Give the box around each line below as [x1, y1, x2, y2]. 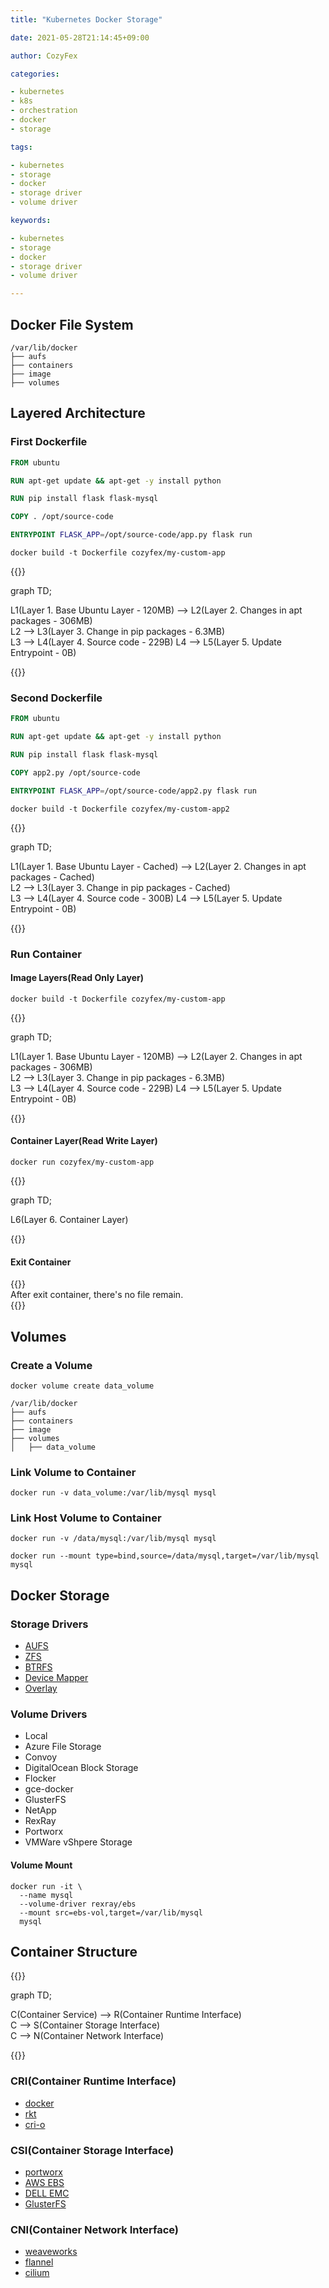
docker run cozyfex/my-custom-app [10, 1157, 155, 1167]
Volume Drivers [10, 1707, 88, 1721]
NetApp [24, 1804, 57, 1816]
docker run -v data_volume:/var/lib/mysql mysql [10, 1488, 217, 1498]
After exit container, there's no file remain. [10, 1289, 184, 1301]
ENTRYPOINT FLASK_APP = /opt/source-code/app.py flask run [10, 530, 253, 540]
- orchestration [10, 106, 78, 116]
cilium [24, 2267, 50, 2279]
